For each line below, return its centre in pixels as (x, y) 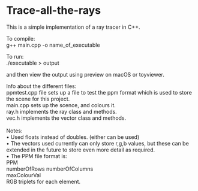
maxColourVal (23, 175)
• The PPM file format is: (37, 156)
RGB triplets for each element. (43, 181)
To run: (15, 56)
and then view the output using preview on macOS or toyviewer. (85, 74)
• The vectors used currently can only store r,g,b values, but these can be (97, 143)
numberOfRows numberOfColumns (50, 169)
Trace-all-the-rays (54, 10)
